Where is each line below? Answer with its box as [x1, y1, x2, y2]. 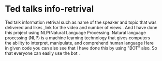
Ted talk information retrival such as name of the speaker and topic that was [5, 19, 157, 25]
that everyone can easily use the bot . [5, 50, 80, 56]
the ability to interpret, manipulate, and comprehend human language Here [5, 40, 154, 46]
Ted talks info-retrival [5, 3, 94, 15]
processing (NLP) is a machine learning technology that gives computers [5, 35, 150, 41]
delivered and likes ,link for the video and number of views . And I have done [5, 24, 158, 30]
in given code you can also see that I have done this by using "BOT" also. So [5, 45, 157, 51]
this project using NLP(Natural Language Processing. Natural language [5, 30, 146, 35]
